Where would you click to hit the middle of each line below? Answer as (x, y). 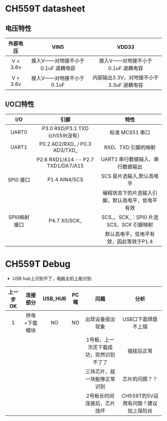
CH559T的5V (138, 396)
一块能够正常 (100, 379)
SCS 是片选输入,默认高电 (130, 176)
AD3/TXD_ (65, 150)
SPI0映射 (19, 217)
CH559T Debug (38, 264)
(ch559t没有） (65, 135)
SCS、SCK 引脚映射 (130, 224)
